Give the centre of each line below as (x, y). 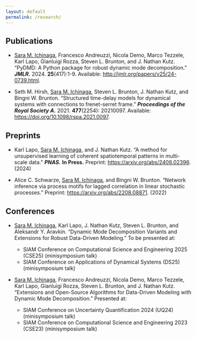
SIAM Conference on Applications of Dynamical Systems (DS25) (101, 262)
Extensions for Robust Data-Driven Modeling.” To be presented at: (95, 238)
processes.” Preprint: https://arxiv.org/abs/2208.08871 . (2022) (90, 193)
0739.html (26, 80)
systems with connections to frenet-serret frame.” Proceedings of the (100, 105)
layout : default (25, 12)
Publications (29, 41)
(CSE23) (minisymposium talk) (60, 329)
